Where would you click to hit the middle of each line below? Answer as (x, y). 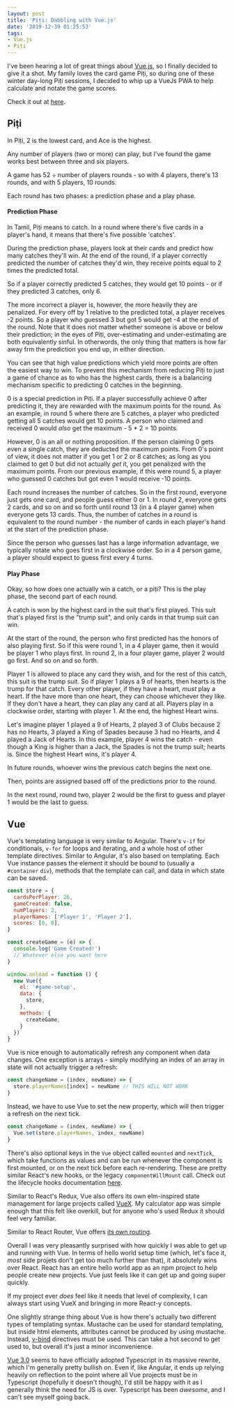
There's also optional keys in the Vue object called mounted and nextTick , (111, 1153)
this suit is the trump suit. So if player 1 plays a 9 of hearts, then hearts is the (117, 681)
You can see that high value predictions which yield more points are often (112, 363)
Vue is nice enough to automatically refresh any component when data (109, 1052)
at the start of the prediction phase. (58, 529)
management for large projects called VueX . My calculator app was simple (114, 1203)
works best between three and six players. (68, 161)
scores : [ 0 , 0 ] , (37, 923)
